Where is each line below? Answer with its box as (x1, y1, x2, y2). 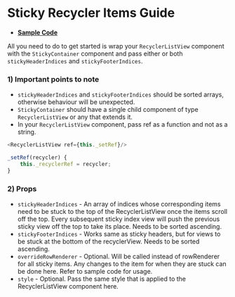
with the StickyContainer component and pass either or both (7, 49, 183, 58)
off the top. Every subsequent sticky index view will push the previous (17, 215, 220, 223)
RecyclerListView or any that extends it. (17, 113, 133, 121)
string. (17, 128, 36, 137)
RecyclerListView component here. (17, 282, 119, 291)
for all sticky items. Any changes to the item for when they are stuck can (17, 260, 227, 268)
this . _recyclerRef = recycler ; (20, 160, 112, 168)
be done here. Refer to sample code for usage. (17, 267, 153, 276)
